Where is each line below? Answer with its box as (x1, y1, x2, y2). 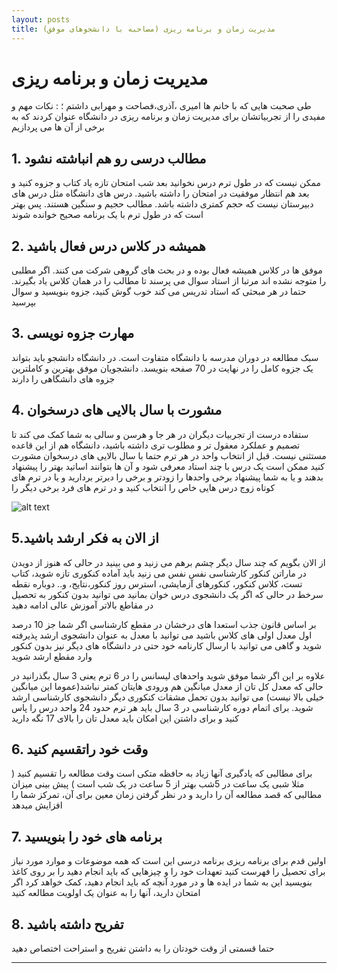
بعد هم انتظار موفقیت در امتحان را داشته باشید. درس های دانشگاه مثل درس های (11, 187, 310, 200)
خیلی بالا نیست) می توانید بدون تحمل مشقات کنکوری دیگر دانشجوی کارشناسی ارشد (11, 691, 325, 703)
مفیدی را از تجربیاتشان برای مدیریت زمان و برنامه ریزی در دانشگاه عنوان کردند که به (11, 111, 326, 123)
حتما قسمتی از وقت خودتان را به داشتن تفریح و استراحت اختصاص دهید (11, 942, 275, 954)
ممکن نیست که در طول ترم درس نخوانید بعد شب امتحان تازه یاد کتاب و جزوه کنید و (11, 177, 322, 189)
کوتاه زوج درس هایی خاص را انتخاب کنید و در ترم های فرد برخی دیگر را (11, 481, 276, 493)
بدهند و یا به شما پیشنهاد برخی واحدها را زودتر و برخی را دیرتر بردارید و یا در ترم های (11, 471, 324, 483)
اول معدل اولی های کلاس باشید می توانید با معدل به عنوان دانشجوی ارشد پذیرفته (11, 629, 313, 641)
